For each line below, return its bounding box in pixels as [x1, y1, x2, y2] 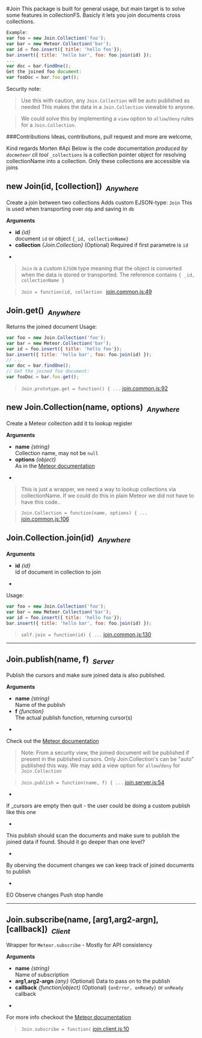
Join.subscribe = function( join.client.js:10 [20, 1025, 129, 1033]
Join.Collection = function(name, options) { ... [20, 510, 148, 516]
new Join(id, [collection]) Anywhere [6, 181, 139, 193]
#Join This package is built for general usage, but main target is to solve [6, 5, 185, 12]
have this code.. [20, 498, 61, 505]
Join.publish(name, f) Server [6, 654, 114, 666]
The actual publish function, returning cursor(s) [14, 714, 133, 721]
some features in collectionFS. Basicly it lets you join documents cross [6, 11, 181, 19]
